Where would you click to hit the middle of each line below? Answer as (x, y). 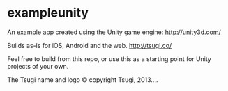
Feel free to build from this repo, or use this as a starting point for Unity (109, 59)
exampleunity (48, 13)
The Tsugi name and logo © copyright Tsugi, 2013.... (83, 80)
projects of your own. (38, 66)
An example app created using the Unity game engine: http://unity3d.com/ (114, 32)
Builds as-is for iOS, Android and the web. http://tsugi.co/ (90, 45)
